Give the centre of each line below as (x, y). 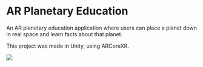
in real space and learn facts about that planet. (65, 34)
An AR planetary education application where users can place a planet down (102, 28)
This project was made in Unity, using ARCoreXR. (68, 46)
